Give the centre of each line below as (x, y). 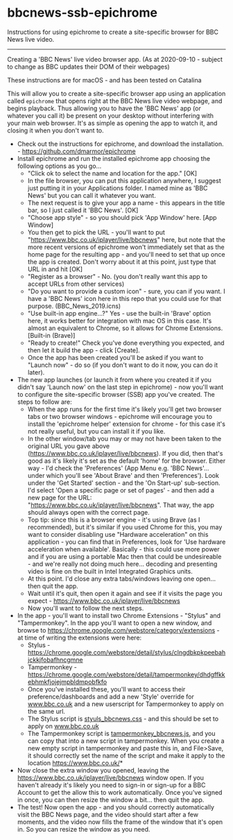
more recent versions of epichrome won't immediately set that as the (126, 247)
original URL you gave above (68, 446)
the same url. (46, 711)
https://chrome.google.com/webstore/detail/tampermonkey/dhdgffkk (126, 674)
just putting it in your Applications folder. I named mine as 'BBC (118, 188)
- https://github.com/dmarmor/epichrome (77, 151)
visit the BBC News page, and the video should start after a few (108, 814)
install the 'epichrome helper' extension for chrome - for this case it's (126, 424)
